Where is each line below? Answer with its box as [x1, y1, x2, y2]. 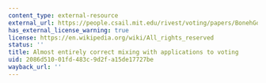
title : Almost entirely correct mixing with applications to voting [8, 48, 239, 56]
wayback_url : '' [8, 63, 62, 71]
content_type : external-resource [8, 11, 119, 20]
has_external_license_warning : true [8, 26, 129, 34]
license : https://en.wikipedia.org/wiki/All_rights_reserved [8, 33, 215, 42]
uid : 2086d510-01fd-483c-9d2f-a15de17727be [8, 56, 154, 64]
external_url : [8, 19, 55, 27]
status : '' [8, 41, 44, 49]
